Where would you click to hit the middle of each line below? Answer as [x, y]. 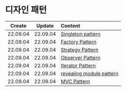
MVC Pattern [76, 81]
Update [45, 26]
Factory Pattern [78, 42]
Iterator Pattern [78, 65]
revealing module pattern [89, 73]
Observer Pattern [80, 57]
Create [19, 26]
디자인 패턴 [26, 10]
